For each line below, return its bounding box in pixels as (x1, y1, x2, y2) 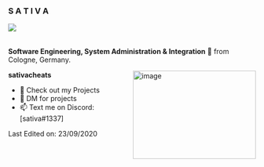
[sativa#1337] (19, 114, 64, 123)
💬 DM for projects (19, 94, 77, 103)
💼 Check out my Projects (19, 85, 101, 95)
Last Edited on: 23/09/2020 (8, 129, 98, 139)
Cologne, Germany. (8, 55, 71, 64)
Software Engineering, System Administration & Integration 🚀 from (8, 47, 229, 56)
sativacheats (8, 71, 52, 80)
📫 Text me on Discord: (19, 103, 94, 112)
